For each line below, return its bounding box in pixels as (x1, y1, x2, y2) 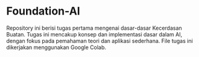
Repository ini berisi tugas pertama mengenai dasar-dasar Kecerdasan (6, 24, 183, 32)
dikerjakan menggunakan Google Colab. (6, 44, 106, 51)
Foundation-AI (6, 4, 80, 18)
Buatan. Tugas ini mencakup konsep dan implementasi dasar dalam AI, (6, 30, 183, 38)
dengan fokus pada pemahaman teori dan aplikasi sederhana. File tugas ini (6, 37, 194, 44)
